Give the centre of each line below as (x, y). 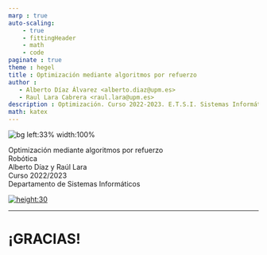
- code (33, 53)
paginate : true (35, 61)
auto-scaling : (32, 23)
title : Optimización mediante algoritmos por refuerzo (103, 75)
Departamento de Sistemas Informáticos (74, 184)
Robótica (23, 159)
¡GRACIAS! (44, 239)
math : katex (28, 112)
